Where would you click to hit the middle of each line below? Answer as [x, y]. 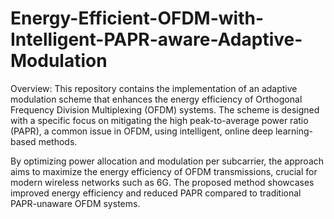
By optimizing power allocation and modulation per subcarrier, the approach [167, 161]
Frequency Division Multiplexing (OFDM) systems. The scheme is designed [165, 109]
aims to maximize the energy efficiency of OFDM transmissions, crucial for [164, 171]
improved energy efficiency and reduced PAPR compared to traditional [156, 193]
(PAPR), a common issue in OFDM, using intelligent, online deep [142, 131]
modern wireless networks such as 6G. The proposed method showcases [162, 182]
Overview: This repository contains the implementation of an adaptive [154, 88]
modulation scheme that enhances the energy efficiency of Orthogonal [156, 99]
